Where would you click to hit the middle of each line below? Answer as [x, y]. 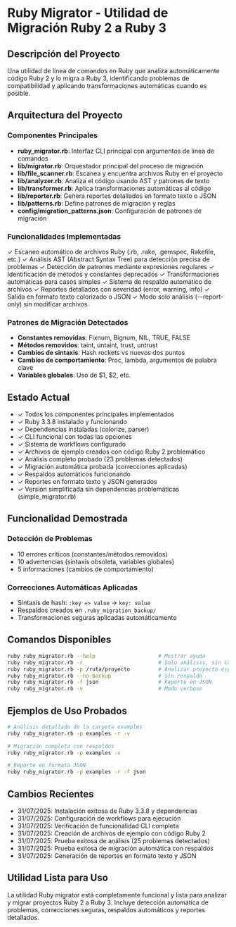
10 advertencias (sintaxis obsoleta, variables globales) [96, 561]
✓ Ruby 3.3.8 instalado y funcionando [72, 422]
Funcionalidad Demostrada [68, 519]
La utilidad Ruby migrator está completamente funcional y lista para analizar [117, 895]
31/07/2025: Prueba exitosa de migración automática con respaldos [116, 848]
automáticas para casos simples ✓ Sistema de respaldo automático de [110, 281]
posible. [19, 93]
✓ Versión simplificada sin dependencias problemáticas [98, 489]
